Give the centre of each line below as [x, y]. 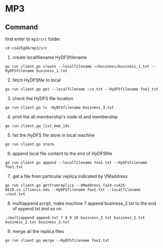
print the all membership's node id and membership [65, 117]
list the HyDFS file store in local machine [54, 135]
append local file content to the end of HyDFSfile [62, 153]
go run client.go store [30, 144]
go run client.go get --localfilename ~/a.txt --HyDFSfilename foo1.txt [82, 89]
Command [22, 27]
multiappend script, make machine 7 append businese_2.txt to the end [84, 203]
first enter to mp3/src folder [33, 39]
